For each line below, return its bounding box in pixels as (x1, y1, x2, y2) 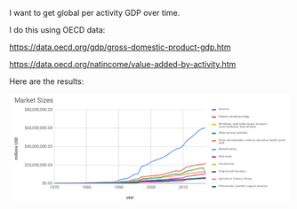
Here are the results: (9, 76, 84, 87)
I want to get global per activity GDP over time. (9, 8, 181, 18)
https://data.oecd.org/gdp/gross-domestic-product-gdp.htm (9, 42, 231, 52)
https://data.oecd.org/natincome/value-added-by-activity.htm (9, 59, 237, 69)
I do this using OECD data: (9, 25, 106, 35)
